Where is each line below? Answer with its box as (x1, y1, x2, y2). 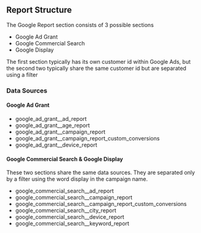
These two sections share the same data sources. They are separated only (6, 169, 195, 177)
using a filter (6, 71, 38, 78)
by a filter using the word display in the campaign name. (6, 175, 148, 183)
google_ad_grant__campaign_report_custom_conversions (15, 134, 160, 142)
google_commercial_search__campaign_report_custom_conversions (15, 201, 187, 208)
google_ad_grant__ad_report (15, 115, 87, 122)
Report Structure (6, 5, 72, 15)
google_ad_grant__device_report (15, 141, 97, 148)
